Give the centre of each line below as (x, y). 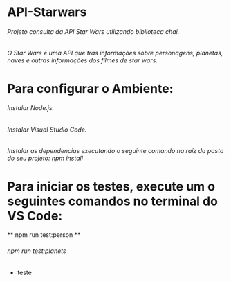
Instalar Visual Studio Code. (47, 130)
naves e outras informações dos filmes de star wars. (82, 60)
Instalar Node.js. (31, 108)
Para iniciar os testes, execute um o (111, 186)
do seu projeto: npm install (45, 158)
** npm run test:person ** (44, 235)
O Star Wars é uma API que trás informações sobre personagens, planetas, (115, 53)
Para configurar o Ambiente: (91, 88)
